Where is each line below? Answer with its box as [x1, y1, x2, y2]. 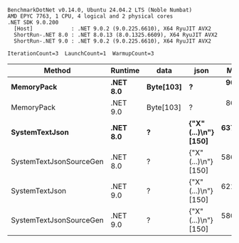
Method [43, 65, 71, 75]
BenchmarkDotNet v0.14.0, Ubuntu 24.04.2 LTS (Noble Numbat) [7, 6, 193, 13]
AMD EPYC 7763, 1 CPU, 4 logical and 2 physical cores [7, 13, 174, 20]
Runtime [110, 65, 140, 75]
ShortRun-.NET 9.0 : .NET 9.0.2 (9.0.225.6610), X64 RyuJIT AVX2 [14, 38, 212, 45]
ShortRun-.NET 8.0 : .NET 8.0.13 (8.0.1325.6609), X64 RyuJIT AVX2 [14, 31, 218, 38]
